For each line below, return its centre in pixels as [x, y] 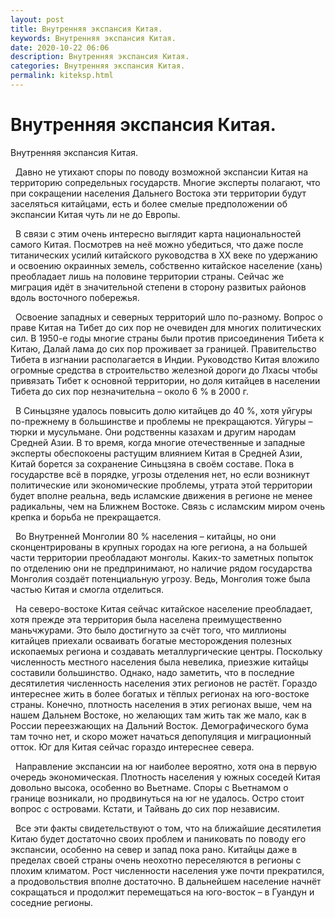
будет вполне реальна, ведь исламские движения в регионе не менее [161, 495]
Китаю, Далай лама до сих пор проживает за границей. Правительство [163, 348]
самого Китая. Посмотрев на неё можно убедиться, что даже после [157, 244]
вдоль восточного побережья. [75, 297]
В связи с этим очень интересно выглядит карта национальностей [158, 233]
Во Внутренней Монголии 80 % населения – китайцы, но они [145, 536]
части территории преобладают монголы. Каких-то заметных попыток [162, 557]
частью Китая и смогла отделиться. [87, 589]
